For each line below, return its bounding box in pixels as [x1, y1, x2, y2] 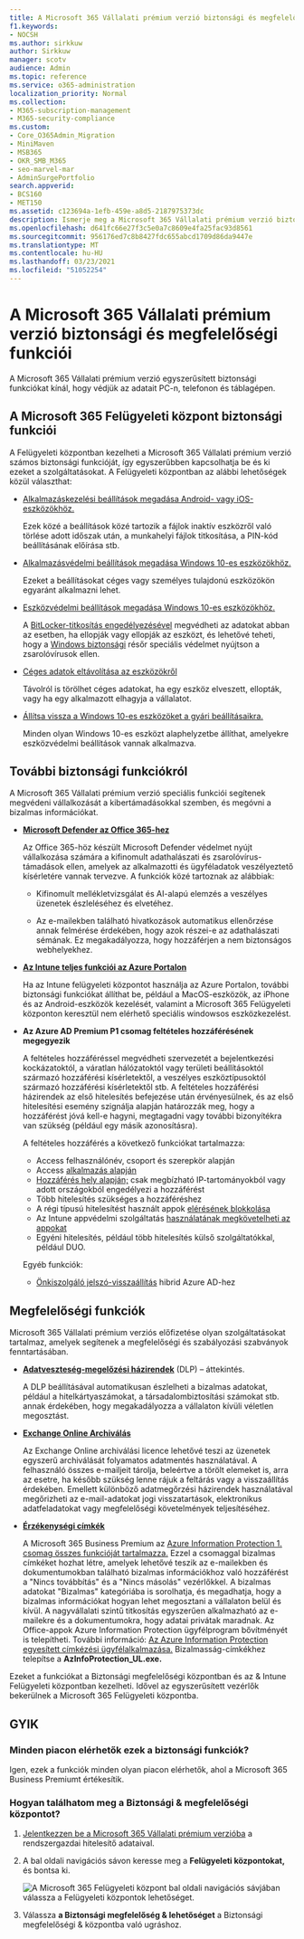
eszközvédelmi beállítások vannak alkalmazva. [22, 737, 197, 748]
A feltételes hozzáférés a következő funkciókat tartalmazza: [22, 1137, 246, 1149]
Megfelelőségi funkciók [9, 1303, 147, 1318]
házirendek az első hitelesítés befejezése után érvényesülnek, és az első [22, 1091, 294, 1102]
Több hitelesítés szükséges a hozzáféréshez [35, 1193, 202, 1204]
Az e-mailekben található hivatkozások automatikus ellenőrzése [35, 916, 274, 927]
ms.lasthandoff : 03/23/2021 [9, 257, 116, 267]
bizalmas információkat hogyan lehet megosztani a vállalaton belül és [22, 1596, 282, 1607]
